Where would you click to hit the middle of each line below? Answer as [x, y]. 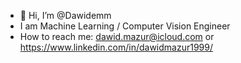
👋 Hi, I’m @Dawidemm [65, 15]
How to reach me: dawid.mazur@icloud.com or [117, 36]
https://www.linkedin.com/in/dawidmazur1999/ [116, 47]
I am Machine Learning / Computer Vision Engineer [125, 26]
